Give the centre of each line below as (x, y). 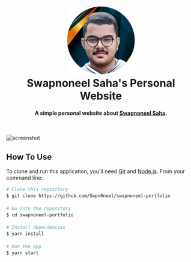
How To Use (29, 157)
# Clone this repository (37, 190)
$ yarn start (23, 253)
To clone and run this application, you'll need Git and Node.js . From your (95, 171)
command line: (25, 178)
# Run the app (24, 247)
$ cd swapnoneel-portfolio (40, 215)
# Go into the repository (38, 209)
